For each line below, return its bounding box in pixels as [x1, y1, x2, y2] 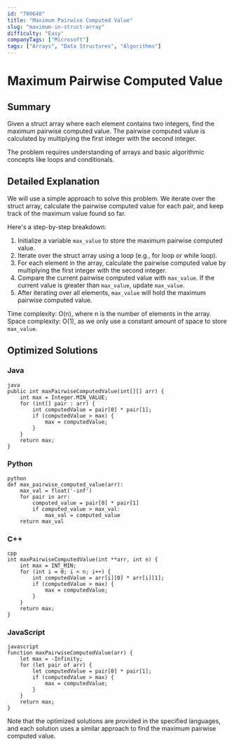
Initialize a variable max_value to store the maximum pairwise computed [17, 236, 223, 245]
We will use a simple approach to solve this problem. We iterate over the [7, 194, 216, 203]
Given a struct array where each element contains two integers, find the [7, 120, 215, 128]
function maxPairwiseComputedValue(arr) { [7, 650, 133, 657]
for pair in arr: [20, 493, 71, 500]
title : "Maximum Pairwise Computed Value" [7, 17, 133, 24]
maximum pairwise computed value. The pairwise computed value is [7, 127, 205, 135]
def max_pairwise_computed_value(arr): [7, 481, 124, 488]
